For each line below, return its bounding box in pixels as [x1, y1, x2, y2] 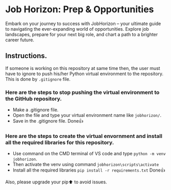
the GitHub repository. [5, 95, 62, 102]
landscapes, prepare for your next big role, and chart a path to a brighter [5, 31, 158, 37]
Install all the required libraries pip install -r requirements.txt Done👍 [12, 167, 165, 173]
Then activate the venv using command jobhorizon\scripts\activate [12, 161, 159, 168]
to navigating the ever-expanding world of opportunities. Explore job [5, 26, 149, 32]
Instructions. [5, 52, 47, 60]
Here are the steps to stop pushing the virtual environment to [5, 88, 160, 96]
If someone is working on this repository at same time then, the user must [5, 65, 160, 71]
